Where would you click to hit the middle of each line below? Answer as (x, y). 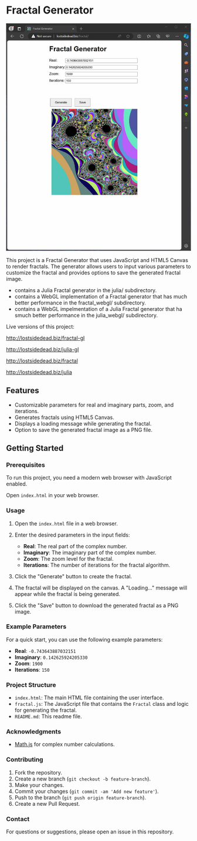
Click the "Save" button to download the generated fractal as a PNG (96, 605)
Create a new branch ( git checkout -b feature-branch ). (83, 779)
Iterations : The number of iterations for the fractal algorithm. (97, 565)
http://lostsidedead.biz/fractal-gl (45, 338)
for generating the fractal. (46, 710)
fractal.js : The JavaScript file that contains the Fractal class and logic (101, 704)
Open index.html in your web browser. (53, 495)
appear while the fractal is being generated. (67, 594)
